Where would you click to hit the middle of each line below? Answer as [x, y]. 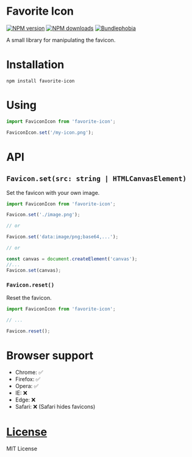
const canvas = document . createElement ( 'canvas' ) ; [72, 259]
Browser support [50, 355]
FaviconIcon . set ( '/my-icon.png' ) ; [50, 133]
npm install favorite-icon [41, 81]
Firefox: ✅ [28, 379]
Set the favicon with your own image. [53, 192]
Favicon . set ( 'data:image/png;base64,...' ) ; [62, 237]
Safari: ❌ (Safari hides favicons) [55, 407]
